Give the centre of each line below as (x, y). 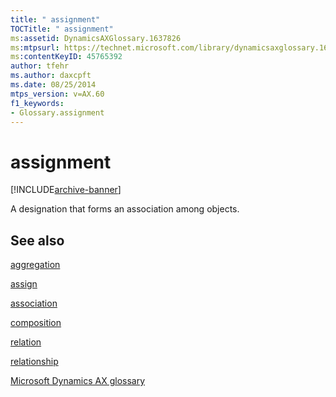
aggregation (35, 265)
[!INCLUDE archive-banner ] (66, 190)
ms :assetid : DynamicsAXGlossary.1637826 (96, 38)
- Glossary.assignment (57, 112)
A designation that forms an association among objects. (125, 209)
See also (37, 240)
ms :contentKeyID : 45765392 (66, 57)
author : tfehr (40, 66)
